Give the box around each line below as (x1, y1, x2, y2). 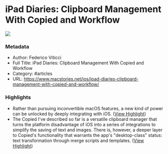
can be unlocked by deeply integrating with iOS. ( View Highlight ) (12, 111, 146, 117)
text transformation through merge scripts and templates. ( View (12, 137, 144, 143)
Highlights (5, 94, 31, 101)
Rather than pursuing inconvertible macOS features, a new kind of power (12, 105, 163, 111)
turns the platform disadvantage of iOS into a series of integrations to (12, 121, 156, 127)
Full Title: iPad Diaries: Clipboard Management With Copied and (12, 60, 144, 66)
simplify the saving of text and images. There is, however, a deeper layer (12, 127, 163, 133)
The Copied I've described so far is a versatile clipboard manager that (12, 116, 157, 122)
